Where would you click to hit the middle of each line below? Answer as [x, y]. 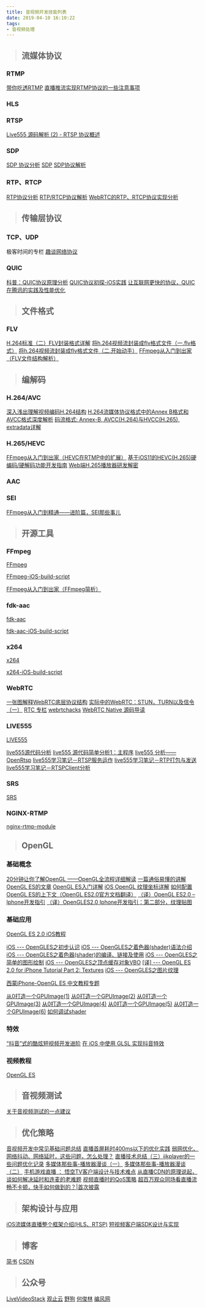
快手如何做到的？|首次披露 [66, 1187]
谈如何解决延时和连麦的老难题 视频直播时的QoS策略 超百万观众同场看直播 [99, 1180]
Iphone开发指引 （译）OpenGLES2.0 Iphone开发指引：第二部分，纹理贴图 [99, 902]
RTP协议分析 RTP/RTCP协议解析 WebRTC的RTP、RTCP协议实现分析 [92, 197]
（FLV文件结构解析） [33, 358]
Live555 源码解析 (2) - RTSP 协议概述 [53, 135]
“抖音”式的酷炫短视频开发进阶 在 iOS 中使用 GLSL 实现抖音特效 [85, 1044]
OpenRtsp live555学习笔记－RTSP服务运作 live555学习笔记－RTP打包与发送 [102, 760]
